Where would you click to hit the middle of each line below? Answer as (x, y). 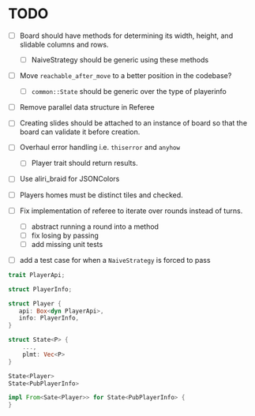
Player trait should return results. (84, 163)
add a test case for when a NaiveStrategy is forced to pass (115, 260)
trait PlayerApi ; (37, 275)
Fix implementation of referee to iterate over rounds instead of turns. (131, 211)
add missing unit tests (67, 244)
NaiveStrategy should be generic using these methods (120, 60)
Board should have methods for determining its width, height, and (126, 36)
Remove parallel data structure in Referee (87, 107)
